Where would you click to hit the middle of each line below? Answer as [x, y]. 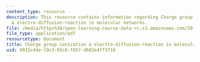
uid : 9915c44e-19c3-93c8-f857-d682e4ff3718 [61, 50]
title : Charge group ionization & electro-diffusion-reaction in [89, 45]
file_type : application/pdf [41, 34]
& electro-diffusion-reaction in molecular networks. [79, 22]
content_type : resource [36, 12]
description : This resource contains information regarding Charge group [100, 17]
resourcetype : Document [36, 39]
